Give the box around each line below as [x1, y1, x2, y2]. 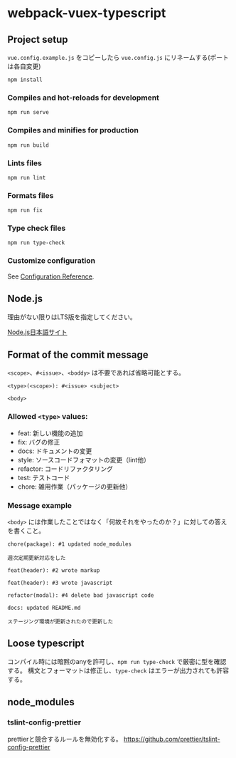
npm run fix [7, 207, 43, 214]
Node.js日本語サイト [7, 328, 68, 336]
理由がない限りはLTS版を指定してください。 [7, 312, 136, 321]
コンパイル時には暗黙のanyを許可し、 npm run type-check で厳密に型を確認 [7, 657, 227, 665]
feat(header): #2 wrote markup [7, 567, 100, 574]
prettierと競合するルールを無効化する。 [7, 734, 122, 743]
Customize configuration [7, 256, 96, 266]
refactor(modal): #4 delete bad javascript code [7, 592, 154, 599]
